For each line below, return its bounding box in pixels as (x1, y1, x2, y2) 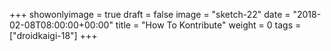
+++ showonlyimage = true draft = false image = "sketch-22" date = (9, 9, 291, 20)
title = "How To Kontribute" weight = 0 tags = (115, 19, 302, 31)
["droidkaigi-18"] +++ (9, 30, 98, 41)
